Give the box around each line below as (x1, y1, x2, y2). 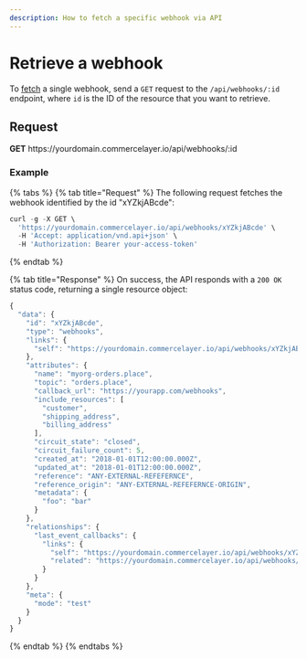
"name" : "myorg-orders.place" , (33, 369, 153, 379)
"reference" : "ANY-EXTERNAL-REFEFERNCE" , (33, 472, 195, 481)
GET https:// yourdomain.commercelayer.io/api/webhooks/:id (9, 143, 238, 154)
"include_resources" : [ (33, 395, 125, 404)
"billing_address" (42, 420, 112, 430)
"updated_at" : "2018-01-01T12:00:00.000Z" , (33, 462, 203, 472)
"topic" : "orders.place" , (33, 378, 132, 388)
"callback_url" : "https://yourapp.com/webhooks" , (33, 386, 227, 396)
